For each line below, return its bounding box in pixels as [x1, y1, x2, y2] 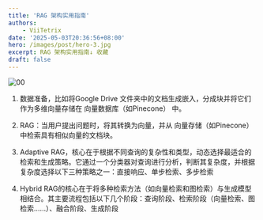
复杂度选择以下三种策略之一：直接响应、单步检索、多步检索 [19, 167, 214, 176]
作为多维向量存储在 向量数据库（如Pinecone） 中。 [19, 104, 186, 113]
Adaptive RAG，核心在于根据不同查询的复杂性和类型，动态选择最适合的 [19, 147, 252, 157]
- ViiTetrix [22, 26, 62, 34]
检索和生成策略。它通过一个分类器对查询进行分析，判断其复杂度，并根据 [19, 157, 255, 166]
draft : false [8, 56, 51, 64]
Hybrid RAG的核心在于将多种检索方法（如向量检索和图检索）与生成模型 [19, 184, 252, 193]
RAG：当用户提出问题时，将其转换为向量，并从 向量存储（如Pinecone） [19, 120, 254, 130]
